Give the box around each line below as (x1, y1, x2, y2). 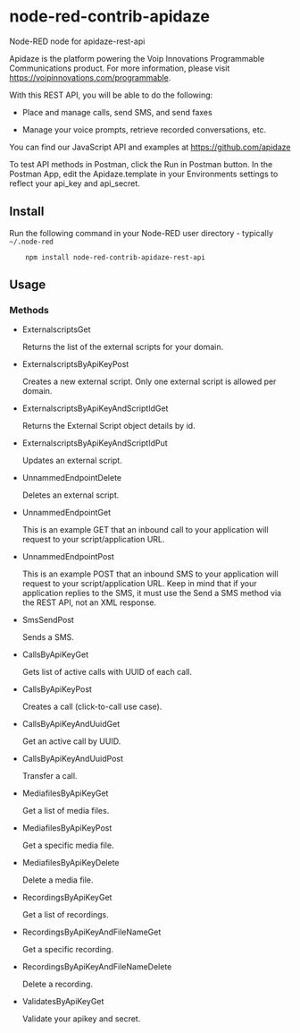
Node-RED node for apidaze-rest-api (9, 36, 146, 47)
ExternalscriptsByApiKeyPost (21, 359, 129, 370)
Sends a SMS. (21, 632, 74, 643)
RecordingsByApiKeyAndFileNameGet (21, 926, 162, 937)
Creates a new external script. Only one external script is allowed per (21, 376, 277, 387)
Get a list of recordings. (21, 909, 109, 920)
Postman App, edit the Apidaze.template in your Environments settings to (9, 168, 279, 179)
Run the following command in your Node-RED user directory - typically (9, 227, 274, 238)
